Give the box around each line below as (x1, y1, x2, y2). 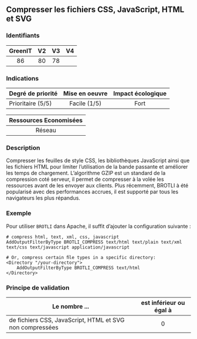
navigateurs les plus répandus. (6, 194, 80, 202)
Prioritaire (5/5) (9, 99, 52, 108)
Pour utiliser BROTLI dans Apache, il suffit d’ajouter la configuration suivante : (6, 223, 191, 230)
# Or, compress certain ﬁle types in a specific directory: (6, 254, 157, 260)
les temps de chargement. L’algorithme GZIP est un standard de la (6, 170, 166, 177)
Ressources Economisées (9, 116, 83, 124)
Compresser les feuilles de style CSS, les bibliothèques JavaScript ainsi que (6, 157, 190, 164)
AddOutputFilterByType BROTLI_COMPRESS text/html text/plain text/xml (6, 239, 182, 245)
